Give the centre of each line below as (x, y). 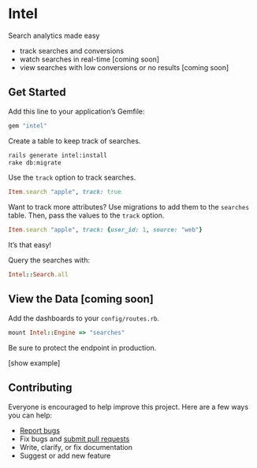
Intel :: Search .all (38, 275)
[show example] (34, 362)
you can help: (30, 415)
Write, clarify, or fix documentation (76, 447)
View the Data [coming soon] (81, 299)
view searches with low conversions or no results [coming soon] (124, 67)
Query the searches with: (49, 260)
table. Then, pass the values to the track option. (86, 215)
